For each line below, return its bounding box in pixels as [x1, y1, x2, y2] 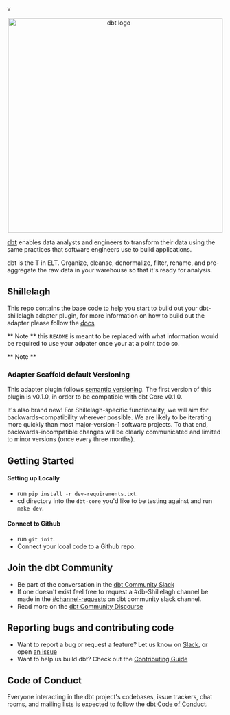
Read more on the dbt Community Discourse [16, 602, 143, 610]
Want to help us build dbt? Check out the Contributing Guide [16, 655, 188, 663]
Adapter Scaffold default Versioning [7, 369, 130, 379]
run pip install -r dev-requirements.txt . [16, 489, 139, 497]
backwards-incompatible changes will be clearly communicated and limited [7, 427, 221, 436]
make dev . [16, 504, 45, 512]
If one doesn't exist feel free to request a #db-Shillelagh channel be [16, 587, 209, 596]
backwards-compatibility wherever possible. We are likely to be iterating [7, 413, 211, 421]
